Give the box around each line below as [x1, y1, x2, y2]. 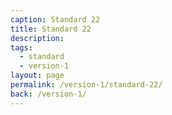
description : [10, 33, 65, 43]
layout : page [10, 71, 65, 81]
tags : [10, 42, 33, 53]
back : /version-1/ [10, 89, 87, 99]
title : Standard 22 [10, 24, 92, 34]
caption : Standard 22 [10, 14, 101, 25]
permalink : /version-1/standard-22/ [10, 80, 163, 90]
